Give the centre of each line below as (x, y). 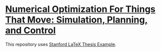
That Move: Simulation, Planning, (77, 20)
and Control (31, 30)
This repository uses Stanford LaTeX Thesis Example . (61, 44)
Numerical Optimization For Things (80, 9)
